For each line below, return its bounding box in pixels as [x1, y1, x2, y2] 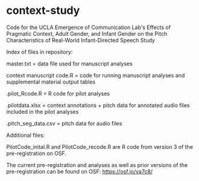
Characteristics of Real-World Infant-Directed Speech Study [6, 36, 156, 44]
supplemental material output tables [6, 78, 96, 85]
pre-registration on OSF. [6, 150, 67, 157]
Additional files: [6, 131, 45, 139]
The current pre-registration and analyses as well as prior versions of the [6, 161, 188, 168]
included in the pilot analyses [6, 108, 79, 115]
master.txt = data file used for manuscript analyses [6, 60, 133, 67]
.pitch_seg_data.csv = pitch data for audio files [6, 119, 122, 127]
